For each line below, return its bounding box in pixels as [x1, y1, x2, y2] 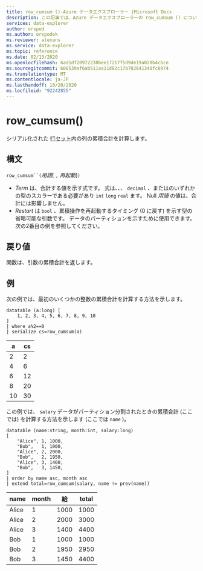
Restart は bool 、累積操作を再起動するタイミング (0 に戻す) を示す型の [14, 207, 193, 214]
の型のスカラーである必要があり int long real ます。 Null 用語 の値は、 [14, 192, 192, 199]
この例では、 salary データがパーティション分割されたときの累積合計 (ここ [6, 408, 193, 415]
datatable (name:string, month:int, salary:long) [6, 428, 134, 434]
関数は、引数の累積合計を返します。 [6, 259, 96, 266]
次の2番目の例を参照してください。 [14, 222, 103, 229]
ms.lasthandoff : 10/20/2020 [6, 82, 77, 88]
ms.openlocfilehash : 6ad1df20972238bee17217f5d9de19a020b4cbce [6, 59, 169, 65]
